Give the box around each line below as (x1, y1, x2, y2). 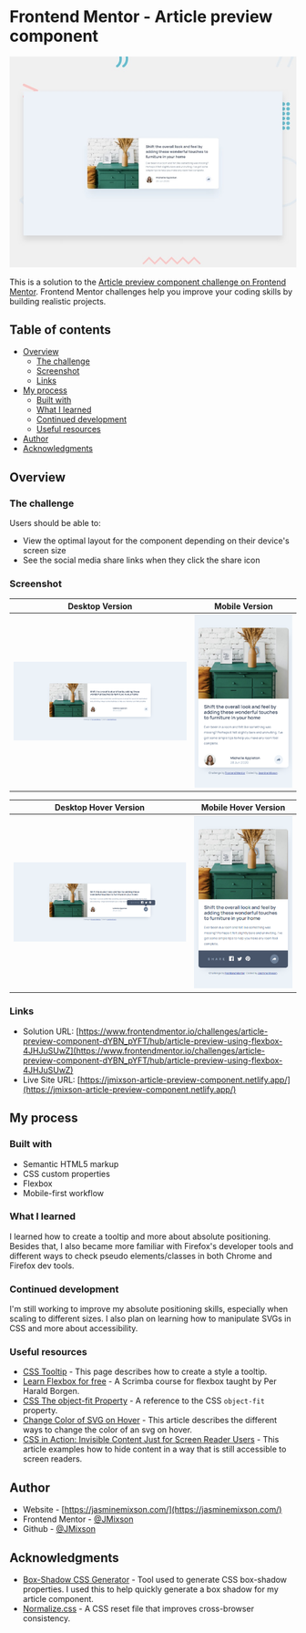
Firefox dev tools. (9, 1260, 75, 1271)
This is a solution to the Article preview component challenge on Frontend (9, 276, 287, 287)
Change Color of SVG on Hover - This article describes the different (22, 1415, 278, 1426)
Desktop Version (67, 600, 133, 612)
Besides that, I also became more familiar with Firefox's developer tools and (9, 1240, 294, 1251)
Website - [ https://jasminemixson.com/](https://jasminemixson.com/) (22, 1504, 282, 1515)
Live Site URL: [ (22, 1074, 81, 1085)
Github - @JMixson (22, 1524, 96, 1535)
